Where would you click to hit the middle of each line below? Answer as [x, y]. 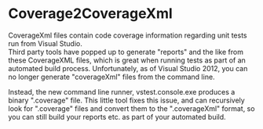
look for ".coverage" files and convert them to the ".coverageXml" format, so [131, 108]
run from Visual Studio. [45, 43]
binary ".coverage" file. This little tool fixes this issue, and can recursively [126, 100]
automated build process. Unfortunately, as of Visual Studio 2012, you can [128, 68]
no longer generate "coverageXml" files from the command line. [111, 77]
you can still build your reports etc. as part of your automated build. [117, 116]
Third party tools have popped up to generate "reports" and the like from [126, 52]
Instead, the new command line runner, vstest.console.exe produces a [122, 91]
